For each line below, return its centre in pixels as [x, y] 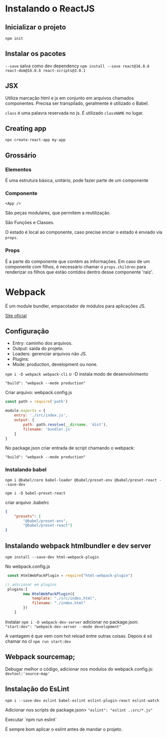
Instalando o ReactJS [50, 9]
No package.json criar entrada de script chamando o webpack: [70, 448]
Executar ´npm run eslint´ [31, 720]
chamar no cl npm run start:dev [38, 641]
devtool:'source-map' [28, 674]
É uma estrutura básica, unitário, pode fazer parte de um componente [77, 181]
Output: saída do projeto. [38, 349]
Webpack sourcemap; [40, 657]
